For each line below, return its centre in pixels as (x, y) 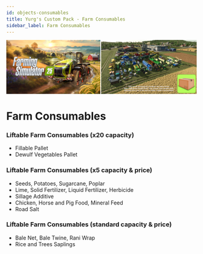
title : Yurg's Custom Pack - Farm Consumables (66, 19)
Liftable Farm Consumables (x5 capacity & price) (79, 170)
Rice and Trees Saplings (45, 244)
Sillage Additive (34, 196)
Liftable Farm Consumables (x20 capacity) (70, 135)
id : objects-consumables (37, 13)
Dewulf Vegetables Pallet (46, 154)
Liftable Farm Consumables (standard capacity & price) (89, 224)
